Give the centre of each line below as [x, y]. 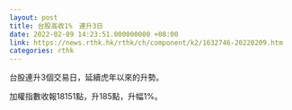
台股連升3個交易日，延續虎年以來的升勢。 [87, 78]
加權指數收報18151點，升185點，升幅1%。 [86, 97]
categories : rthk [42, 51]
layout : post [34, 17]
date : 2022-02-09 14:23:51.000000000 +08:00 [94, 34]
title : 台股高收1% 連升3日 [56, 26]
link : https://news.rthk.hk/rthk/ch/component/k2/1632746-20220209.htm [146, 42]
